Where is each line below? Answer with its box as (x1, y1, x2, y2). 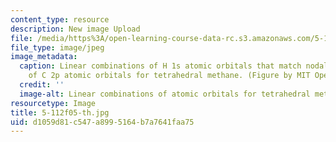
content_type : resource (10, 14, 110, 25)
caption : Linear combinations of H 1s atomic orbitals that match (19, 61, 302, 71)
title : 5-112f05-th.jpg (10, 107, 110, 118)
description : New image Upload (10, 24, 141, 34)
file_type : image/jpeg (10, 42, 105, 53)
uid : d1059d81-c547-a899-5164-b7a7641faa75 (10, 117, 195, 127)
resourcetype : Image (10, 98, 97, 108)
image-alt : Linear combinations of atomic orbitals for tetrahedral (19, 89, 311, 99)
